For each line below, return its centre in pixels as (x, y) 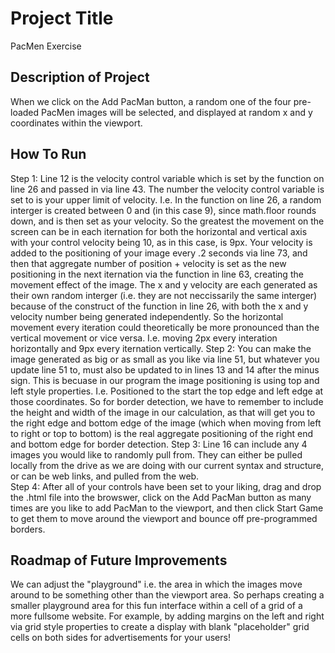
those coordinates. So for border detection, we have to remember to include (167, 401)
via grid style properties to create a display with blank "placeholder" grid (160, 627)
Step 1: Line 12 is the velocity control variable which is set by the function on (167, 178)
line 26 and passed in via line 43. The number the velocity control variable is (167, 189)
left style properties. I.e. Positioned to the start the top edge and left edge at (167, 391)
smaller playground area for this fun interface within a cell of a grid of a (156, 606)
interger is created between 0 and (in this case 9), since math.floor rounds (163, 210)
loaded (25, 112)
